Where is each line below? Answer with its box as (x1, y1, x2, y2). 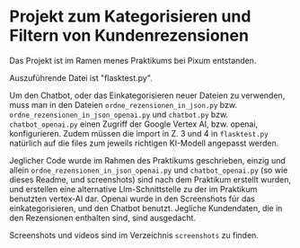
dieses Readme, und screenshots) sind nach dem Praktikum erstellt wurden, (9, 173, 292, 185)
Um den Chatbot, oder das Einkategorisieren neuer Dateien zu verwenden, (9, 90, 286, 101)
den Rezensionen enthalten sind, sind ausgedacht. (9, 212, 196, 223)
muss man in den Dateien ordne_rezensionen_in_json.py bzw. (9, 99, 238, 110)
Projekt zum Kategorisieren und (9, 6, 251, 27)
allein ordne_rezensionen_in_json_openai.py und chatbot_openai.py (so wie (9, 164, 288, 175)
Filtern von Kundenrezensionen (9, 25, 250, 46)
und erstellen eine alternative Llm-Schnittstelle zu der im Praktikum (9, 183, 258, 194)
